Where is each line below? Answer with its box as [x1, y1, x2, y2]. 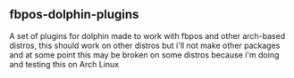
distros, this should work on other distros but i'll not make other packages [9, 40, 281, 51]
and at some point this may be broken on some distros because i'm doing [9, 49, 280, 60]
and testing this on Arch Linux [9, 58, 119, 69]
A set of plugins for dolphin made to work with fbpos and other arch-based [9, 30, 286, 41]
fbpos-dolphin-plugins [9, 7, 139, 22]
